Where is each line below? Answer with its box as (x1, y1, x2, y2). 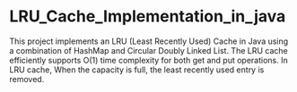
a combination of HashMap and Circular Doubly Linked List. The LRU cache (9, 45, 289, 55)
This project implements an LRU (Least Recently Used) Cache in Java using (9, 36, 289, 46)
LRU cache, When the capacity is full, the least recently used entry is (9, 64, 265, 75)
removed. (9, 73, 45, 84)
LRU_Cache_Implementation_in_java (9, 6, 286, 27)
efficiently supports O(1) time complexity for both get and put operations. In (9, 54, 289, 65)
